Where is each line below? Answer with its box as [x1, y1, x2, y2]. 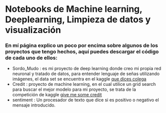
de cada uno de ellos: [5, 54, 58, 61]
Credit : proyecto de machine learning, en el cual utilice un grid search [12, 81, 156, 87]
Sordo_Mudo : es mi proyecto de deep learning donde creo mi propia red [12, 66, 162, 72]
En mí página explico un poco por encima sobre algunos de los [5, 42, 159, 49]
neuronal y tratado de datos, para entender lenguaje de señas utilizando [12, 71, 160, 77]
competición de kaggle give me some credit [12, 92, 102, 98]
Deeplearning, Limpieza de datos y [5, 14, 151, 25]
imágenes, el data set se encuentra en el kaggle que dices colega [12, 76, 147, 82]
